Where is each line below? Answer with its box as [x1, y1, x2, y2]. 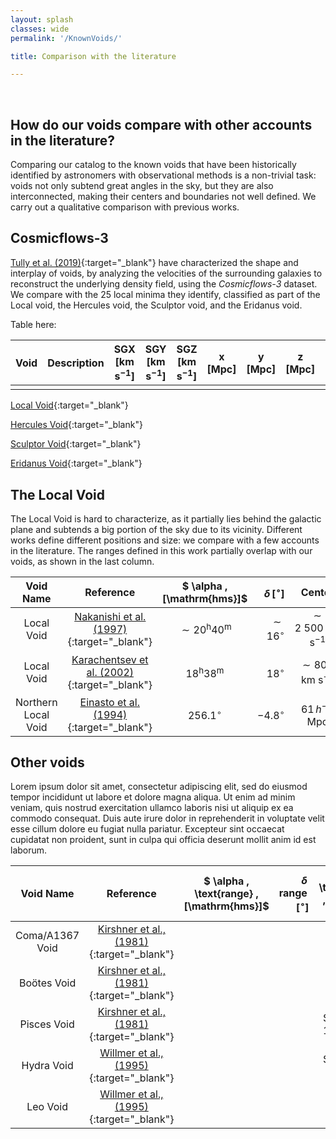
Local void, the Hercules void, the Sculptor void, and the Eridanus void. [10, 299, 303, 311]
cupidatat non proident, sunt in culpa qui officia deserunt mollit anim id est [10, 834, 317, 846]
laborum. [10, 844, 48, 856]
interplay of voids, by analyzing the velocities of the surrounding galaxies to [10, 267, 323, 279]
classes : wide [10, 24, 70, 34]
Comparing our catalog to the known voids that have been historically [10, 159, 297, 171]
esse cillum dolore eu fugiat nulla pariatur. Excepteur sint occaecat [10, 823, 285, 835]
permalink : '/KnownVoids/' [10, 33, 123, 43]
